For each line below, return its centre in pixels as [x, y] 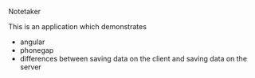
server [30, 67]
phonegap [37, 50]
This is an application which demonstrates [78, 26]
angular [32, 42]
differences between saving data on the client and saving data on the [133, 59]
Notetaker [25, 11]
